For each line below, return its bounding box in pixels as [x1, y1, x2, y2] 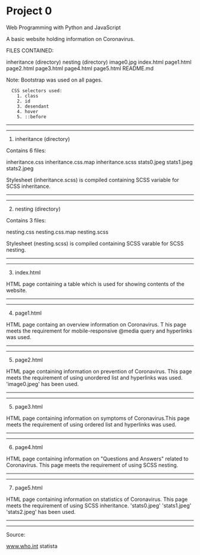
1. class [17, 93, 39, 99]
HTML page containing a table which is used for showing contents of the [6, 280, 185, 287]
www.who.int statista [6, 543, 58, 550]
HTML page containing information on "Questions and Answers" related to [6, 455, 189, 462]
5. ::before [17, 114, 46, 120]
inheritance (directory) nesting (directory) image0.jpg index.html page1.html [6, 58, 192, 65]
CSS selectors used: [11, 87, 62, 93]
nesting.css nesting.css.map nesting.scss [6, 228, 109, 236]
